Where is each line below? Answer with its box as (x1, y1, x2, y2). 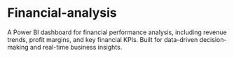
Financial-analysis (7, 5, 117, 21)
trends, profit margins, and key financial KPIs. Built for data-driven (7, 35, 198, 43)
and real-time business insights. (29, 43, 123, 51)
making (7, 43, 29, 51)
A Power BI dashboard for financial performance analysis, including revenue (7, 28, 227, 36)
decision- (199, 35, 227, 43)
